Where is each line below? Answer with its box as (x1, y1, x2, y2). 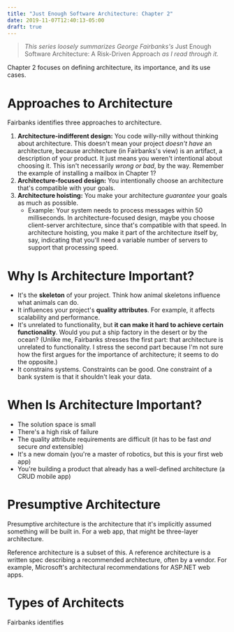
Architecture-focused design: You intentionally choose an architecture (17, 176, 224, 185)
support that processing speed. (27, 243, 119, 252)
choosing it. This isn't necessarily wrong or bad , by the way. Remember (17, 161, 224, 170)
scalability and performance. (17, 313, 100, 322)
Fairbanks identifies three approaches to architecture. (7, 118, 162, 127)
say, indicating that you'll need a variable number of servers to (27, 236, 208, 245)
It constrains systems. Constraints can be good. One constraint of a (17, 365, 212, 374)
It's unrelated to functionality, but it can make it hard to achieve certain (17, 321, 224, 329)
